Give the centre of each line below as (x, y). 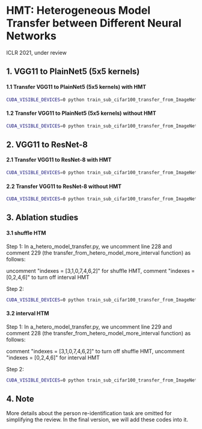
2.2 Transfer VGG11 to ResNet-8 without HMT (64, 186)
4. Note (20, 399)
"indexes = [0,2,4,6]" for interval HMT (53, 357)
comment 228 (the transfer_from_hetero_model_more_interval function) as (99, 333)
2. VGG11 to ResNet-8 (47, 145)
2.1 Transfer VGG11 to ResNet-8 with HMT (59, 160)
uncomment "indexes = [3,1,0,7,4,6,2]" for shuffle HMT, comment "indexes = (101, 270)
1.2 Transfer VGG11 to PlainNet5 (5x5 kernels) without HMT (81, 113)
